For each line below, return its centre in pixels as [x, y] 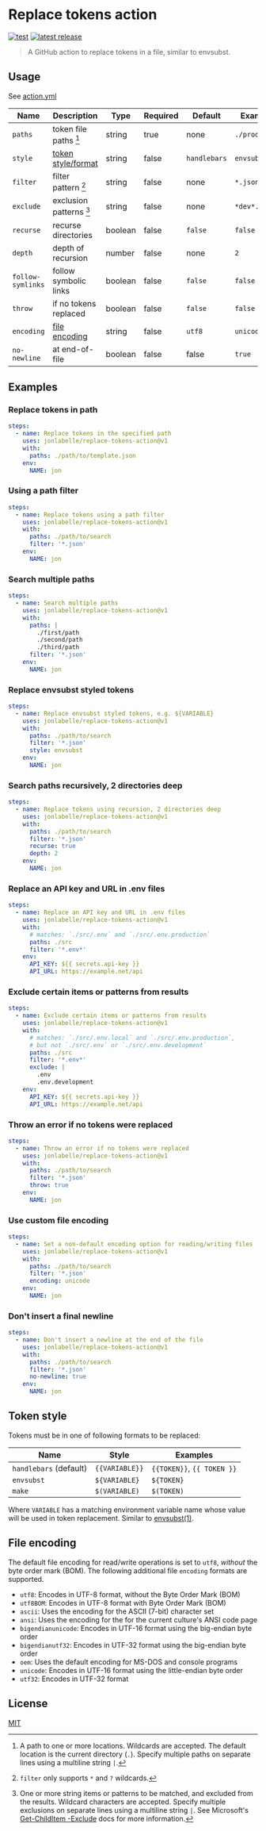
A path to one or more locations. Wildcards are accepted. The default [133, 1745]
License [28, 1704]
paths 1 [66, 140]
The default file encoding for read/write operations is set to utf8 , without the [133, 1562]
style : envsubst [56, 750]
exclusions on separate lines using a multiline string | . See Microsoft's [134, 1810]
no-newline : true [58, 1377]
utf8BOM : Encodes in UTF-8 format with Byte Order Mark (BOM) [123, 1603]
